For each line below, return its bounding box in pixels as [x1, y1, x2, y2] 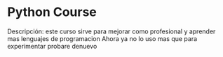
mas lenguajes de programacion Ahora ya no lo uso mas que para [7, 34, 198, 42]
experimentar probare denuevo [7, 42, 97, 50]
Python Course [7, 4, 97, 20]
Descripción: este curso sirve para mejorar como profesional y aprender [7, 27, 216, 35]
